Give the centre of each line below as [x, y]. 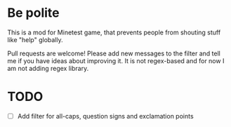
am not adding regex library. [48, 68]
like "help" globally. [35, 39]
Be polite [33, 13]
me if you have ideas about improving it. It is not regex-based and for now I [116, 60]
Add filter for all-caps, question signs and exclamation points [106, 116]
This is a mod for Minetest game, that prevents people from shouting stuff [114, 32]
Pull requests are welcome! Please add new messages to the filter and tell [114, 53]
